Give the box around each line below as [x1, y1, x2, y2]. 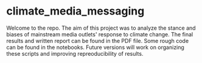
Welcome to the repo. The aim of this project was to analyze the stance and [6, 24, 196, 31]
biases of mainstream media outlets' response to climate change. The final [6, 30, 193, 38]
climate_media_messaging [6, 4, 145, 18]
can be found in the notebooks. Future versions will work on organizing [6, 44, 184, 51]
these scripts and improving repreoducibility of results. [6, 50, 144, 57]
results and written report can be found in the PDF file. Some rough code [6, 37, 189, 44]
